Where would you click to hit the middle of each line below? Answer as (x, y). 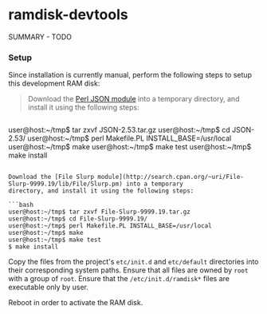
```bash (21, 205)
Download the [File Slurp (51, 177)
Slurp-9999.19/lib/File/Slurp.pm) (66, 184)
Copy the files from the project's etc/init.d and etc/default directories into (133, 262)
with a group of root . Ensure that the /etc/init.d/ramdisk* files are (119, 279)
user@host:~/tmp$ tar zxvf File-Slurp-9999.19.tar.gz (100, 212)
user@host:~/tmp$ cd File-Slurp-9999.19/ (78, 219)
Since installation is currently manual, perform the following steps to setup (130, 75)
